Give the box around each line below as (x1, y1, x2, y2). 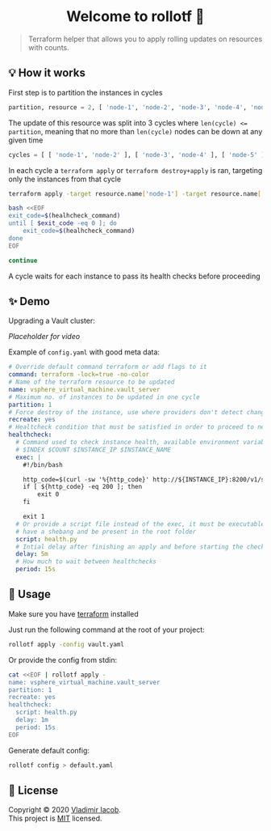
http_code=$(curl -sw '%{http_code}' (23, 475, 150, 484)
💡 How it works (8, 66, 86, 80)
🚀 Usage (8, 587, 51, 601)
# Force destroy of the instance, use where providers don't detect (8, 408, 244, 416)
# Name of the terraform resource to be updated (8, 378, 175, 387)
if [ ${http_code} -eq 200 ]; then (23, 483, 143, 491)
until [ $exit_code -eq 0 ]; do (8, 219, 117, 227)
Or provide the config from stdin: (8, 655, 118, 664)
